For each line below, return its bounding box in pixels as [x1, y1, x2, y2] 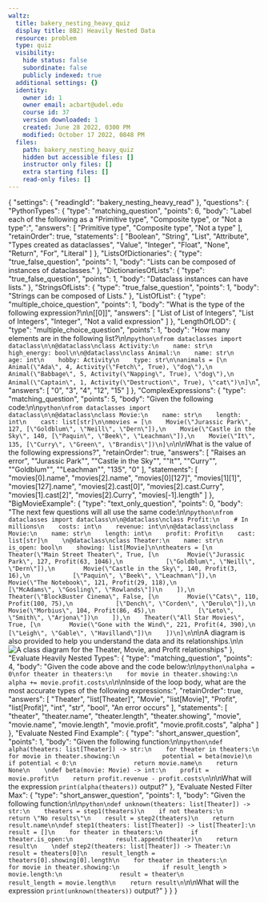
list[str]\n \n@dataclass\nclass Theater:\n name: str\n [8, 536, 224, 544]
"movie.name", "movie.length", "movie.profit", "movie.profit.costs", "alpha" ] [8, 720, 259, 729]
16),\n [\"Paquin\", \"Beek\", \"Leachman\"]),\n [8, 572, 217, 580]
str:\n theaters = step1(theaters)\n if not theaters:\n [8, 807, 224, 815]
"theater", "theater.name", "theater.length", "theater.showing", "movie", [8, 711, 242, 720]
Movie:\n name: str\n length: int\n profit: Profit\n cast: [8, 529, 256, 537]
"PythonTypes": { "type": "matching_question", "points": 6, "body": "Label [8, 206, 252, 215]
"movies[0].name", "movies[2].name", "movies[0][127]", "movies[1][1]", [8, 473, 242, 483]
